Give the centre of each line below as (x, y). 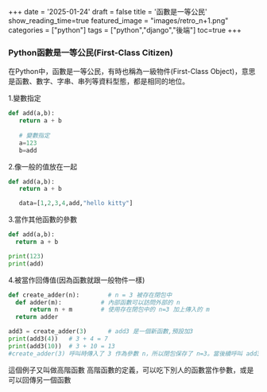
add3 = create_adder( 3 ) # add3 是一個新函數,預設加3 (101, 332)
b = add (28, 150)
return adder (37, 317)
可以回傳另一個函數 (40, 379)
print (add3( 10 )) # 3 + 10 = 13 (62, 346)
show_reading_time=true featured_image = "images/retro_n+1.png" (118, 21)
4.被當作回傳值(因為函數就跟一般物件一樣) (77, 280)
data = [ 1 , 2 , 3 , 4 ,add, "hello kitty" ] (76, 204)
